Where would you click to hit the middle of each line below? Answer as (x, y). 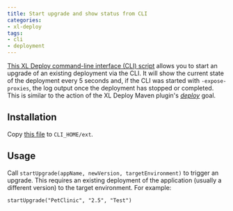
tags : (15, 33)
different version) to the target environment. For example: (89, 187)
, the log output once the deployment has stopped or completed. (121, 88)
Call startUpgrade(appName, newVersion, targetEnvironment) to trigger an (113, 173)
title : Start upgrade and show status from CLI (78, 14)
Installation (32, 117)
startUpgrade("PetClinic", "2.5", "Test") (70, 200)
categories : (24, 20)
